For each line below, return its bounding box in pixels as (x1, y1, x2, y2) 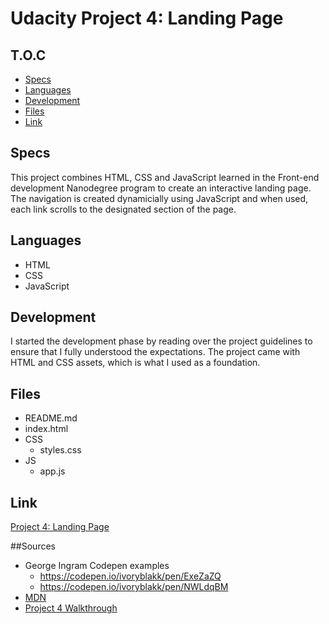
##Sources (10, 540, 56, 552)
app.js (39, 465, 66, 477)
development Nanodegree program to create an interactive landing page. (10, 182, 312, 194)
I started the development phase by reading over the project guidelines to (10, 335, 313, 347)
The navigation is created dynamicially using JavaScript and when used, (10, 192, 309, 204)
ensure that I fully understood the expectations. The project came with (10, 346, 301, 358)
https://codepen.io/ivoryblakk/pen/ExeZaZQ (39, 570, 222, 582)
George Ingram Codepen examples (24, 560, 170, 572)
